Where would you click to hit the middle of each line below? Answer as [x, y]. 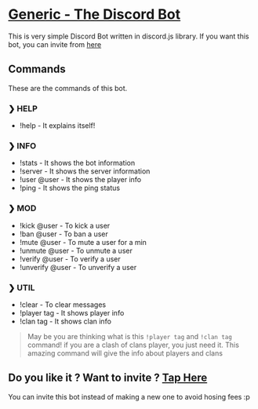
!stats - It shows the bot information [77, 163]
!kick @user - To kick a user [65, 225]
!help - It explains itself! [57, 126]
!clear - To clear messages [63, 305]
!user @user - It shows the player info [80, 180]
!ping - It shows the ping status [69, 188]
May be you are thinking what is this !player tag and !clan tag [130, 336]
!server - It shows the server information [85, 171]
